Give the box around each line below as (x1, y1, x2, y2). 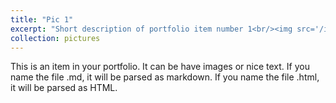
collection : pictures (10, 33, 101, 43)
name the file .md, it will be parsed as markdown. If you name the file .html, (10, 71, 320, 83)
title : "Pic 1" (10, 14, 74, 25)
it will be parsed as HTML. (10, 82, 118, 94)
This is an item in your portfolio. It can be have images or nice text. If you (10, 61, 310, 73)
